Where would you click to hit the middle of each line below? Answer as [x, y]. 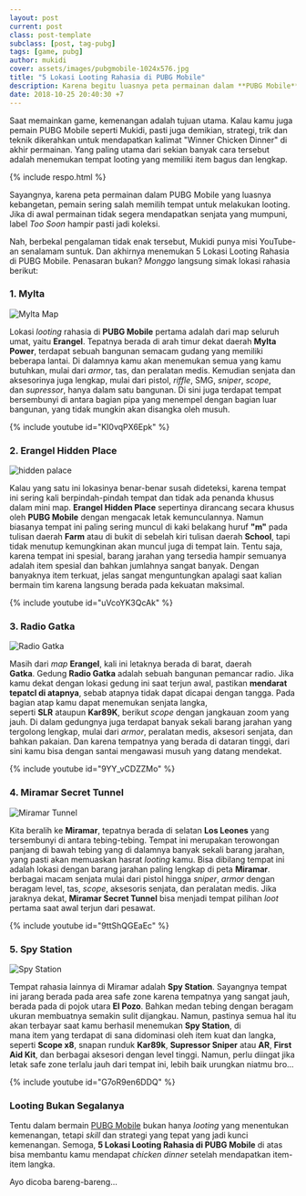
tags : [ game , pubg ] [46, 52]
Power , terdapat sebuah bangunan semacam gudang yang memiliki [137, 351]
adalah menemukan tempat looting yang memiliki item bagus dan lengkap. [149, 159]
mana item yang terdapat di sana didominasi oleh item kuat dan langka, [143, 1035]
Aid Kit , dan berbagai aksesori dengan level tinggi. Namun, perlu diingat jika [153, 1054]
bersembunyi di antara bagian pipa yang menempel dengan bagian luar [143, 399]
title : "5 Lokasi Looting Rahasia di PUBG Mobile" [107, 78]
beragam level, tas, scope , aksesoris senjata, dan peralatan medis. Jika [143, 888]
